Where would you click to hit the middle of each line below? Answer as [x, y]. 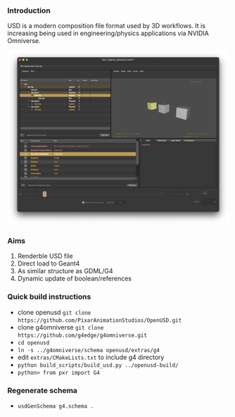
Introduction [29, 11]
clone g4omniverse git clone [61, 327]
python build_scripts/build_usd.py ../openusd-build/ [98, 365]
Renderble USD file [45, 256]
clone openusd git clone [54, 312]
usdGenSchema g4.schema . [55, 406]
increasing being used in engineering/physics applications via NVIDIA [108, 33]
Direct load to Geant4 [49, 263]
